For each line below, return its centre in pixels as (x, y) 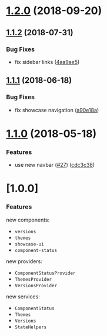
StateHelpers (31, 327)
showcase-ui (29, 244)
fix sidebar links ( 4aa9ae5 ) (47, 62)
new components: (28, 220)
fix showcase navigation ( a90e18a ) (57, 110)
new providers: (24, 261)
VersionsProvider (36, 285)
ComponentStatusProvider (45, 273)
